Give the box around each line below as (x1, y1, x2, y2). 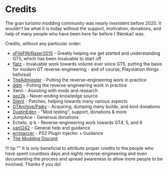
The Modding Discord (12, 135, 58, 141)
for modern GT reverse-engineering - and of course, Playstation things (12, 66, 159, 72)
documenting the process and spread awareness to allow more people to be (5, 155, 163, 161)
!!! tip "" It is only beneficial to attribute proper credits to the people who (5, 145, 154, 151)
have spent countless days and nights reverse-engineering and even (5, 150, 147, 156)
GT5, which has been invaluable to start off (12, 55, 102, 61)
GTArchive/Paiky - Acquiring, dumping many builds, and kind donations (12, 103, 160, 109)
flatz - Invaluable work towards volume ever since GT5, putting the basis (12, 61, 162, 67)
